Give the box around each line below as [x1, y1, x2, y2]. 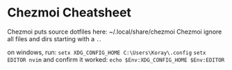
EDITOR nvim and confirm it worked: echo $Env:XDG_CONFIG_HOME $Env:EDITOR [7, 55, 225, 63]
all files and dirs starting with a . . [7, 34, 102, 43]
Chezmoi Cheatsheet [7, 5, 132, 21]
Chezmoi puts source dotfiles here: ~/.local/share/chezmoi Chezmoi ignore [7, 27, 222, 36]
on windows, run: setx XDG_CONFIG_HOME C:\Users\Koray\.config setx [7, 48, 206, 56]
